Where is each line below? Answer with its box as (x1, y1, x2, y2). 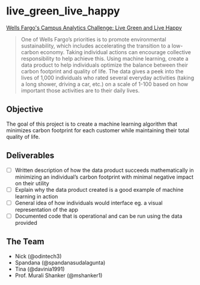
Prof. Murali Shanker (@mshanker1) (14, 272, 103, 279)
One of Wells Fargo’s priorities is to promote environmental (20, 35, 166, 43)
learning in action (14, 192, 58, 200)
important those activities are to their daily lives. (20, 87, 140, 94)
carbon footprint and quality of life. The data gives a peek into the (20, 67, 184, 75)
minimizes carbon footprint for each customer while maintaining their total (6, 126, 189, 133)
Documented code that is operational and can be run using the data (14, 212, 183, 219)
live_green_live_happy (6, 4, 120, 18)
